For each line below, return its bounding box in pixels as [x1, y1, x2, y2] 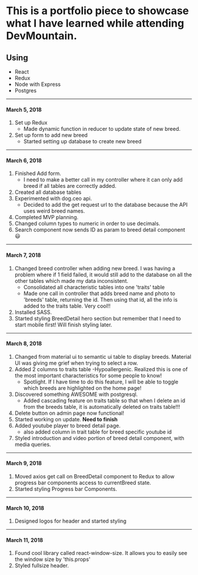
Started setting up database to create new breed [23, 138, 141, 145]
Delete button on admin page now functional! [14, 409, 125, 417]
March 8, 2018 [6, 340, 42, 347]
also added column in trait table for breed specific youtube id [23, 428, 172, 435]
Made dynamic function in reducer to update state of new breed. [23, 125, 181, 133]
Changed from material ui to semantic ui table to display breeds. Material [14, 353, 192, 360]
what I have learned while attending [6, 16, 184, 30]
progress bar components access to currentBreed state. [14, 479, 151, 487]
